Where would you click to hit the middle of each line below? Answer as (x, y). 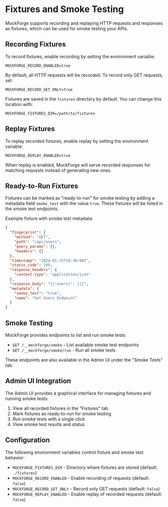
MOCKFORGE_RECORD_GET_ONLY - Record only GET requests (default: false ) (86, 488)
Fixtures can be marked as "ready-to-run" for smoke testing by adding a (80, 198)
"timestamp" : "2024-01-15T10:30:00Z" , (50, 261)
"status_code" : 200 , (31, 265)
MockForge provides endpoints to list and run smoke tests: (66, 335)
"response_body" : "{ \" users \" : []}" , (49, 284)
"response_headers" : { (33, 270)
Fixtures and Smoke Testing (64, 9)
